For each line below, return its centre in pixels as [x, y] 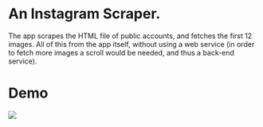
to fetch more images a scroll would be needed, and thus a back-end [122, 52]
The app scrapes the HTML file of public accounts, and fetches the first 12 [130, 36]
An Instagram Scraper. [84, 14]
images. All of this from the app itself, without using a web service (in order [131, 44]
